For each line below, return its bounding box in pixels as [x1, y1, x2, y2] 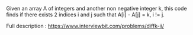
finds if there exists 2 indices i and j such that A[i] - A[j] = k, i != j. [6, 11, 165, 18]
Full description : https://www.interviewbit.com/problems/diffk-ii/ [6, 23, 165, 29]
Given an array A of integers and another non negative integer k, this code [6, 5, 188, 12]
